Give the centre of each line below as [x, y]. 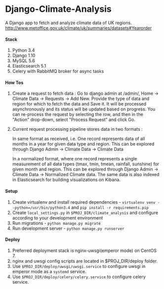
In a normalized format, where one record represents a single [75, 159]
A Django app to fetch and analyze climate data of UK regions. [68, 23]
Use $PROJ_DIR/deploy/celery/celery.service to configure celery [79, 277]
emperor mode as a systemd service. [49, 271]
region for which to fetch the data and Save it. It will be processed [79, 104]
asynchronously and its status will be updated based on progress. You [84, 109]
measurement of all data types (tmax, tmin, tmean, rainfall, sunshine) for [86, 164]
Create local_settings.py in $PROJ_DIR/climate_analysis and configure [85, 213]
